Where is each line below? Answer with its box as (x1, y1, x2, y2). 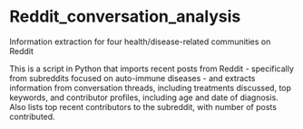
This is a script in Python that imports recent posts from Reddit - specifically (9, 63, 295, 74)
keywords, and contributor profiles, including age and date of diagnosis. (9, 92, 279, 103)
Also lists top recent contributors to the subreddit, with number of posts (9, 101, 277, 112)
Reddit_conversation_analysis (9, 6, 241, 27)
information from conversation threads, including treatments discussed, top (9, 82, 292, 93)
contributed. (9, 111, 56, 122)
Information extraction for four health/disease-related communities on (9, 36, 271, 47)
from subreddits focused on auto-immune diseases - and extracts (9, 72, 256, 83)
